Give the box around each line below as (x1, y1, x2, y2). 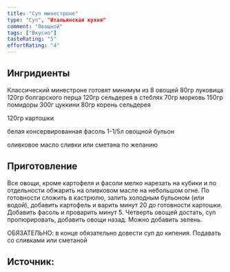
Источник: (7, 256, 55, 268)
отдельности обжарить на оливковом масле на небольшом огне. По (7, 186, 210, 194)
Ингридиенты (7, 67, 70, 79)
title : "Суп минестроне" (7, 10, 79, 17)
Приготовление (7, 160, 78, 172)
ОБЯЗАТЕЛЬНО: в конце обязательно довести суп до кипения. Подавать (7, 229, 222, 237)
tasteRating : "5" (7, 36, 57, 43)
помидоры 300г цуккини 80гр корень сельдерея (7, 101, 151, 109)
